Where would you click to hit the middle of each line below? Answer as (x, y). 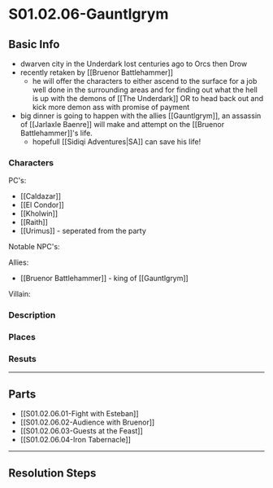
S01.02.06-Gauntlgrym (89, 14)
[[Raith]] (34, 222)
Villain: (19, 294)
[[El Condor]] (42, 205)
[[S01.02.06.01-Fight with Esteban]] (80, 414)
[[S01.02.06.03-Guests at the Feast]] (82, 431)
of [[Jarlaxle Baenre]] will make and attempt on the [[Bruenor (122, 124)
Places (22, 337)
